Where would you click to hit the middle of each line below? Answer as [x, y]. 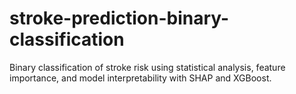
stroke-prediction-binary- [119, 18]
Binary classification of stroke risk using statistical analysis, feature [147, 67]
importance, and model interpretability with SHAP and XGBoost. [140, 78]
